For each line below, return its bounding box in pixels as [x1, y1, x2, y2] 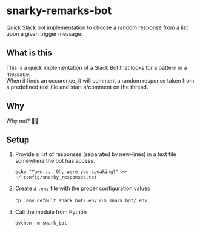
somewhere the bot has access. [15, 157, 95, 165]
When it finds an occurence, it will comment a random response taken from [6, 77, 195, 84]
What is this [6, 48, 53, 58]
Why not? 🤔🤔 [6, 117, 39, 125]
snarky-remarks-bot [6, 4, 112, 18]
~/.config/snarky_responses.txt [15, 174, 97, 180]
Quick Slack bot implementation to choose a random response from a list [6, 24, 188, 31]
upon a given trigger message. [6, 30, 83, 37]
